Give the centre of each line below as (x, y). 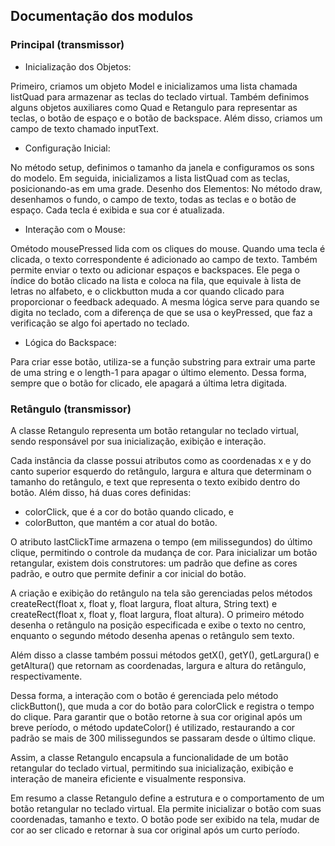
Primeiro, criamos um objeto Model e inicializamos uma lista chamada (154, 86)
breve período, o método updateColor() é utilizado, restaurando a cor (153, 727)
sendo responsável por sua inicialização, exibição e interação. (138, 441)
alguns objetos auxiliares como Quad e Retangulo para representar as (154, 107)
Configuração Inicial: (67, 148)
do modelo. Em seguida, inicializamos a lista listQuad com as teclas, (150, 178)
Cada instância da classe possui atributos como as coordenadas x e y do (161, 460)
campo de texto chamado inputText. (84, 128)
